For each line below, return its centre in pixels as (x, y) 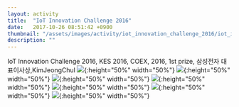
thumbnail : (23, 34)
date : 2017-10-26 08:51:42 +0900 (60, 27)
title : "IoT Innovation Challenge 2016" (70, 21)
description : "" (31, 40)
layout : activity (33, 14)
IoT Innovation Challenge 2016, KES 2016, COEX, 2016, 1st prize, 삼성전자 (113, 62)
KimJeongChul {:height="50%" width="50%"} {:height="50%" (131, 70)
